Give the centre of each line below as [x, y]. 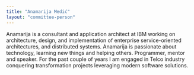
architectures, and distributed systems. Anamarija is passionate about [91, 46]
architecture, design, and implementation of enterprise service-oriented [94, 40]
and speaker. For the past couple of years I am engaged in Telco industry [96, 59]
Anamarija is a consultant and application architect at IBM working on [91, 34]
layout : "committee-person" [41, 17]
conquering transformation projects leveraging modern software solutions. [97, 65]
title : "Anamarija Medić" [38, 12]
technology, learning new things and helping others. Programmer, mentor [96, 53]
